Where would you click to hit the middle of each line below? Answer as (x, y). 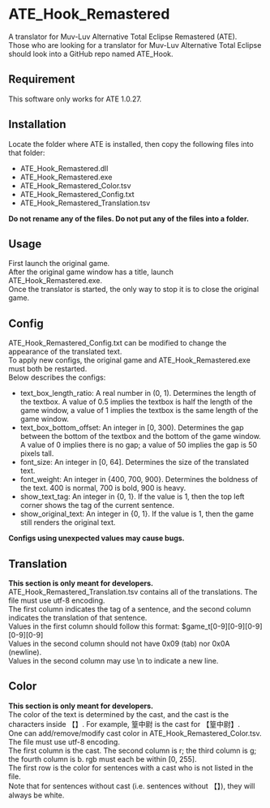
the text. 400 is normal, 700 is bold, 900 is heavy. (103, 488)
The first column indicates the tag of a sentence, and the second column (130, 609)
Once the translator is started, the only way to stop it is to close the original (134, 290)
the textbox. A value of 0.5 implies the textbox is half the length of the (136, 402)
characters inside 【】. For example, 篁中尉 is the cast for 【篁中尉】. (124, 724)
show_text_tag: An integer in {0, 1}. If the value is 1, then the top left (132, 496)
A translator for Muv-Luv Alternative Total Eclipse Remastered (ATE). (123, 37)
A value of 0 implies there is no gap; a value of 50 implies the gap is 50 (139, 445)
